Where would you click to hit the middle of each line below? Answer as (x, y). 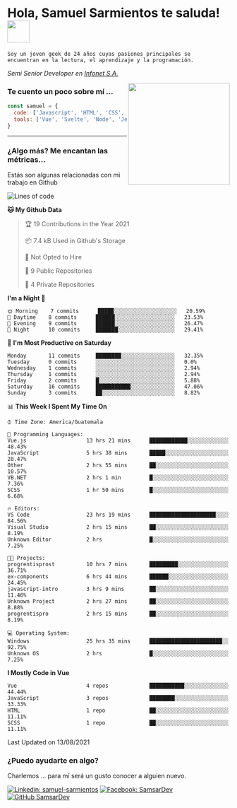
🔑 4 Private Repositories (60, 285)
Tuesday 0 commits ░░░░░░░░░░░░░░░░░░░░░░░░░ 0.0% (102, 362)
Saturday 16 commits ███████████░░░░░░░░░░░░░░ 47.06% (105, 387)
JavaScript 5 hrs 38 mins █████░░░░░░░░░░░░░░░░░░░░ (118, 453)
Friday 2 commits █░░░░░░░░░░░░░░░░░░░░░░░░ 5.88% (104, 381)
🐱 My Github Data (35, 210)
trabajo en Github (32, 182)
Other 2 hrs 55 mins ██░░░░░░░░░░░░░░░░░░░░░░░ (118, 466)
